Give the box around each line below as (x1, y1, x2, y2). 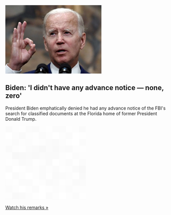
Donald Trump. (5, 116, 37, 122)
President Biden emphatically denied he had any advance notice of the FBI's (5, 105, 166, 111)
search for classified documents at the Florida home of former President (5, 110, 157, 117)
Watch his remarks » (5, 204, 48, 210)
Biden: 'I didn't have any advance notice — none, (5, 84, 164, 92)
